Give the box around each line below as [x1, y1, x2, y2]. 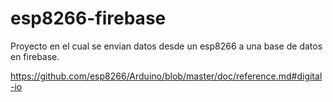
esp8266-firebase [10, 7, 167, 30]
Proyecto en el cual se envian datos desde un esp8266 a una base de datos [10, 40, 323, 52]
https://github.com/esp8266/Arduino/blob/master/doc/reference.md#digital [10, 70, 323, 82]
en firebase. [10, 50, 60, 62]
